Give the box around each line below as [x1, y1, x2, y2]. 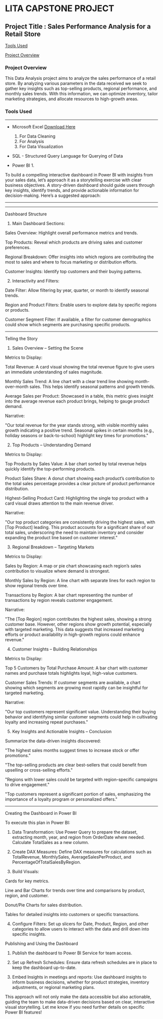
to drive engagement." [5, 781, 50, 788]
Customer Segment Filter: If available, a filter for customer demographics [5, 316, 151, 322]
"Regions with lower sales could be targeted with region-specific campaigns [5, 776, 158, 782]
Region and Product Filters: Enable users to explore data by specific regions [5, 302, 157, 308]
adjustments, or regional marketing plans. [12, 984, 96, 990]
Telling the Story [5, 335, 38, 341]
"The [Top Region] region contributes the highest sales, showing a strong [5, 616, 152, 622]
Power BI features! [5, 1009, 42, 1015]
